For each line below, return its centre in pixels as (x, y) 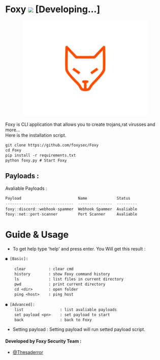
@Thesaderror (28, 352)
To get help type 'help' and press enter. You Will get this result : (79, 249)
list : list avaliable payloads (66, 310)
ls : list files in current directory (69, 279)
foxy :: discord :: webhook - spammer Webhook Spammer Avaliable (71, 209)
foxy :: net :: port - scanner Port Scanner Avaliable (71, 214)
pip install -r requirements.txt (41, 155)
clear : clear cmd (44, 269)
